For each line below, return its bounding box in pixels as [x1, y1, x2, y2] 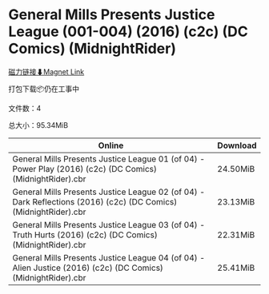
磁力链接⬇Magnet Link [8, 66, 85, 77]
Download [217, 140, 257, 151]
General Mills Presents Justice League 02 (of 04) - [12, 186, 206, 197]
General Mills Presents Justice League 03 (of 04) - [12, 219, 206, 230]
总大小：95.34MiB [8, 120, 69, 129]
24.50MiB [217, 163, 255, 174]
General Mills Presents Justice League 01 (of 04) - [12, 153, 206, 165]
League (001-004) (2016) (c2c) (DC [8, 22, 248, 41]
